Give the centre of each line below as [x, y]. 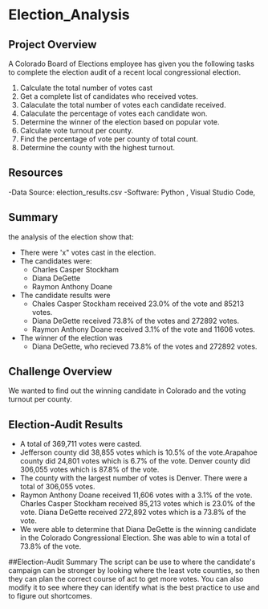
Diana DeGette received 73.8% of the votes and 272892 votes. [135, 321]
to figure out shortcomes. [50, 596]
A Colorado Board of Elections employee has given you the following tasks [132, 63]
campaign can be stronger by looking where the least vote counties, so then [134, 570]
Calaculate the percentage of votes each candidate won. [114, 113]
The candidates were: [56, 261]
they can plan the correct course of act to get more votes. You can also [126, 579]
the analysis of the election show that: [71, 237]
